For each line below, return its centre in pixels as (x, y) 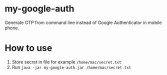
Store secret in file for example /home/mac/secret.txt (66, 62)
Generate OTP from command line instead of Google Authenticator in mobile (83, 22)
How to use (28, 48)
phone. (12, 27)
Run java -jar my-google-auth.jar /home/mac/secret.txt (71, 67)
